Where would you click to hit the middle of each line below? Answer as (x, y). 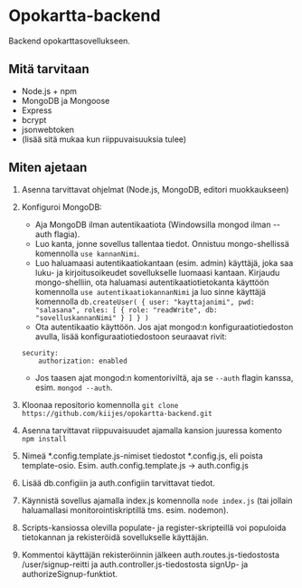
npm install (44, 439)
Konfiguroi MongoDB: (62, 207)
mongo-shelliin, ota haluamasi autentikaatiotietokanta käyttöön (152, 282)
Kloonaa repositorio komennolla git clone (100, 404)
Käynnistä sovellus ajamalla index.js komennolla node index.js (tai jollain (157, 500)
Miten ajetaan (48, 168)
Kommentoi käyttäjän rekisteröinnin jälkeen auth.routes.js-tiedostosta (151, 555)
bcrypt (34, 119)
